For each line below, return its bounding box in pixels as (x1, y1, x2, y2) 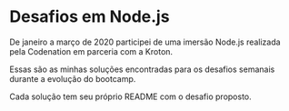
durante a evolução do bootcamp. (9, 73, 136, 84)
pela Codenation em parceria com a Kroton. (9, 45, 174, 56)
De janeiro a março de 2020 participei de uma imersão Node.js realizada (9, 36, 281, 47)
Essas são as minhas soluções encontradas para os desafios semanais (9, 64, 275, 75)
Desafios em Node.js (9, 6, 170, 27)
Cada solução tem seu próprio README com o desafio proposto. (9, 91, 252, 102)
